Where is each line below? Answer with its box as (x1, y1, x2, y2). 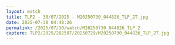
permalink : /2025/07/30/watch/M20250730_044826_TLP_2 (6, 25, 141, 31)
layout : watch (6, 8, 41, 15)
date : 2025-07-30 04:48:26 (6, 19, 72, 25)
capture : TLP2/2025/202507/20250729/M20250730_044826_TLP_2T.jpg (6, 30, 169, 36)
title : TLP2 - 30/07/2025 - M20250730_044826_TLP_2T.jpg (6, 14, 149, 20)
